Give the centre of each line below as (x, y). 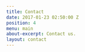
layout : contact (26, 39)
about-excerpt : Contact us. (41, 34)
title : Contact (25, 12)
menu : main (20, 28)
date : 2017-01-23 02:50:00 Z (42, 17)
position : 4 (21, 23)
